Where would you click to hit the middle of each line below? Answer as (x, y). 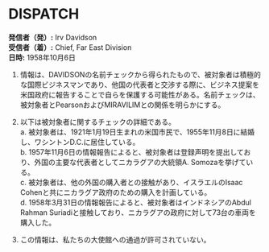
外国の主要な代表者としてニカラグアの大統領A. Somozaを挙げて (140, 162)
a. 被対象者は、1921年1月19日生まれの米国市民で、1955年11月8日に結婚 (137, 132)
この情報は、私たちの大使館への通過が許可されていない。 (115, 239)
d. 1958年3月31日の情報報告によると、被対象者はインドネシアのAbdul (136, 202)
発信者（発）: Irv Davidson (53, 37)
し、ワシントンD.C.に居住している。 (80, 142)
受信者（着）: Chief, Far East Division (70, 47)
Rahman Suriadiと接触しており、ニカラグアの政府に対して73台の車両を (138, 212)
